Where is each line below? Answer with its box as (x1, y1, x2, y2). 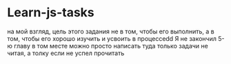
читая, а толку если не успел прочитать (7, 49, 125, 57)
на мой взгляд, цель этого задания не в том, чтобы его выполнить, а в (7, 27, 215, 35)
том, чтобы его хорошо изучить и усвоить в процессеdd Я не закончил (7, 34, 217, 42)
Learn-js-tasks (7, 5, 94, 20)
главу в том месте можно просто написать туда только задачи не (13, 42, 208, 50)
